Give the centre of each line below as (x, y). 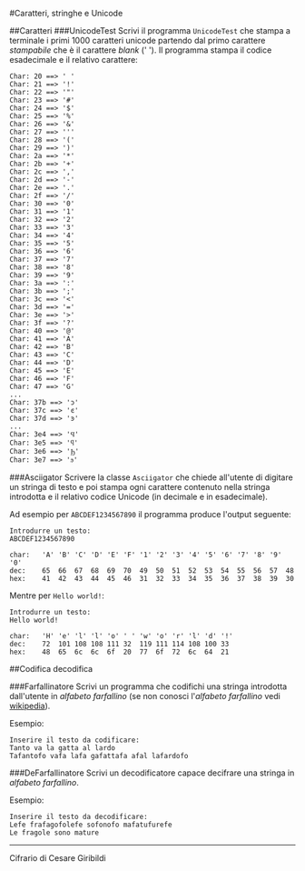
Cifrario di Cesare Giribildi (58, 858)
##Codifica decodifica (51, 669)
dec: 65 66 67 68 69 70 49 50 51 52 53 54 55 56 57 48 (152, 571)
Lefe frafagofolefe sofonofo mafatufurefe (91, 825)
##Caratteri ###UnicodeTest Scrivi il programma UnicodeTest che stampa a (150, 30)
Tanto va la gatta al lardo (63, 748)
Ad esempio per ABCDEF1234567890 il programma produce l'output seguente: (151, 514)
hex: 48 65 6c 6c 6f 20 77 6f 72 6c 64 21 (119, 652)
